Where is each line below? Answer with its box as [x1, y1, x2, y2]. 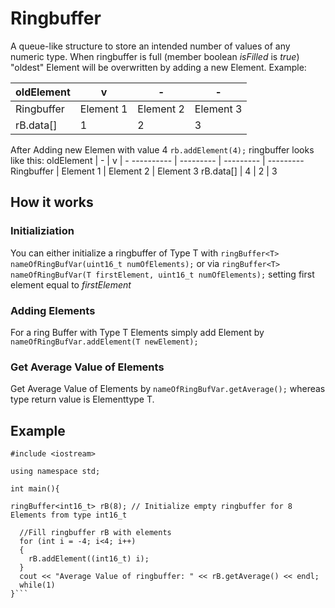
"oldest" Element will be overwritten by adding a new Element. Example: [10, 61, 307, 73]
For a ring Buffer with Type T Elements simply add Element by [10, 326, 265, 338]
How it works [10, 194, 94, 211]
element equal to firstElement [10, 278, 132, 291]
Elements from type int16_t [10, 510, 128, 521]
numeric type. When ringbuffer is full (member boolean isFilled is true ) [10, 50, 300, 62]
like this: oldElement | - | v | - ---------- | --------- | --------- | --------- [10, 154, 305, 166]
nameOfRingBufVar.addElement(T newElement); [10, 337, 199, 347]
